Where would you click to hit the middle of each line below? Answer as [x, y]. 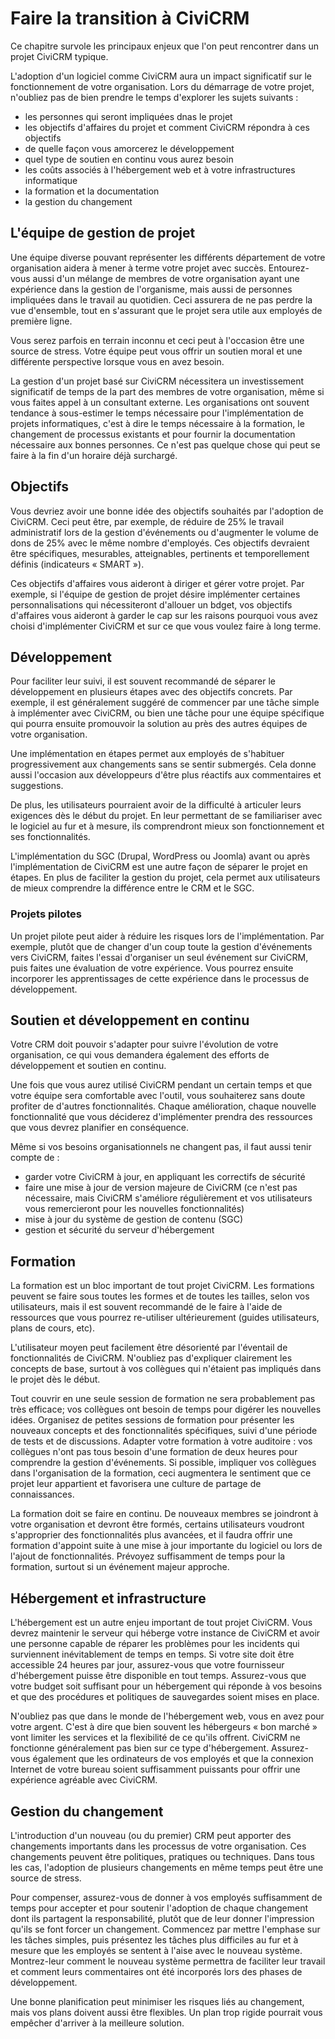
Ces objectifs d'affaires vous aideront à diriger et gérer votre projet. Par [157, 583]
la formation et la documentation [92, 191]
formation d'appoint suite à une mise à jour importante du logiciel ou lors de [166, 1546]
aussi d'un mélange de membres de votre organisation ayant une [166, 278]
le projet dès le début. [55, 1379]
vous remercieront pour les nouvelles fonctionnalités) [134, 1209]
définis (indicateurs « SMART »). [77, 564]
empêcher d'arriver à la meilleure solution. [97, 2023]
